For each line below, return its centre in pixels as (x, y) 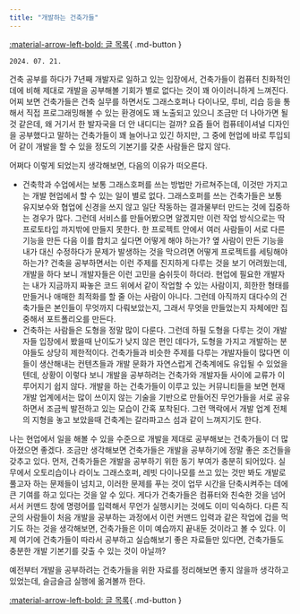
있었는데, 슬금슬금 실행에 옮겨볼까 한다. (77, 581)
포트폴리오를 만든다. (81, 318)
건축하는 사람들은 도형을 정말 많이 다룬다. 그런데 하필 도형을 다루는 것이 (146, 330)
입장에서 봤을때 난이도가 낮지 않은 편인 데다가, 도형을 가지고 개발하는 (159, 341)
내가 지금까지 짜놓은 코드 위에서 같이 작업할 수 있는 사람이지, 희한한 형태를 (161, 285)
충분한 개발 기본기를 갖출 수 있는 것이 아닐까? (88, 550)
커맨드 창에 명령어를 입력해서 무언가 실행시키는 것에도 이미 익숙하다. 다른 (152, 506)
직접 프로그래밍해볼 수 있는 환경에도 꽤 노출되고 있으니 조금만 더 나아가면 (152, 112)
